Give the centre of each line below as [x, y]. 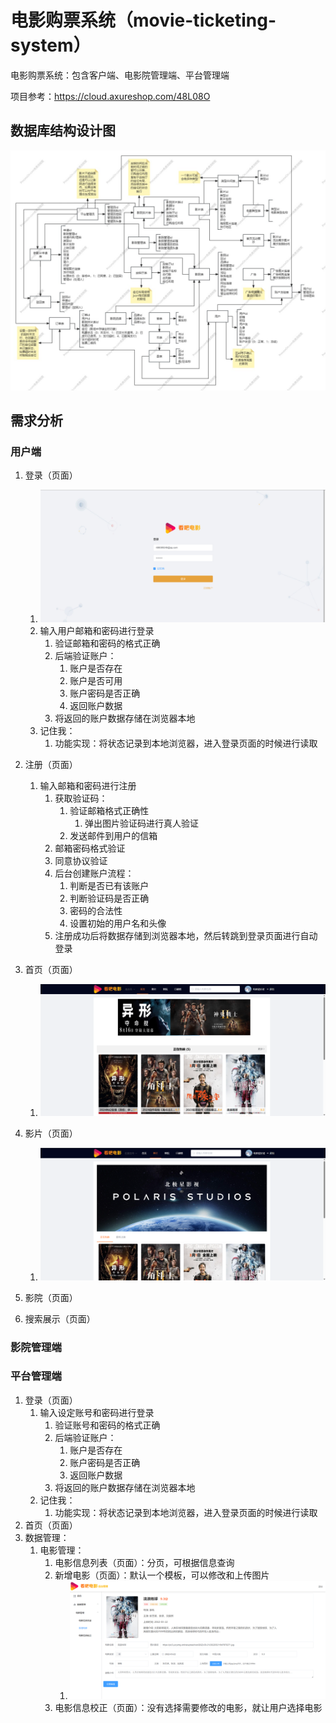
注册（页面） [51, 764]
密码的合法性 [96, 910]
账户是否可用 [96, 680]
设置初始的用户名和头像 [118, 923]
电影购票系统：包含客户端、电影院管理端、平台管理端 [120, 75]
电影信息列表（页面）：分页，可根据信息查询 [144, 1562]
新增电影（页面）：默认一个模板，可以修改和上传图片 [162, 1575]
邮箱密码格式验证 [90, 848]
